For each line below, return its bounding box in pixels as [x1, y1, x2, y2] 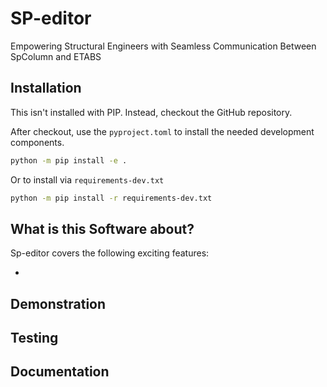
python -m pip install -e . [10, 155, 128, 166]
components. [10, 136, 65, 148]
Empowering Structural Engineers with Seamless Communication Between [10, 40, 317, 52]
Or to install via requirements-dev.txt [10, 173, 165, 186]
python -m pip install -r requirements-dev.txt [10, 193, 213, 203]
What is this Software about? [10, 220, 195, 237]
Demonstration [10, 295, 107, 312]
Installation [10, 80, 82, 97]
